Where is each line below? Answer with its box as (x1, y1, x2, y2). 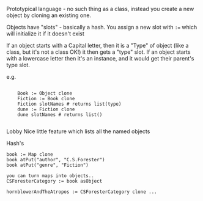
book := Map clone (6, 152, 53, 158)
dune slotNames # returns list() (17, 112, 103, 118)
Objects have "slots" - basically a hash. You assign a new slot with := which (6, 24, 197, 31)
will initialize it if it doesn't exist (6, 30, 84, 37)
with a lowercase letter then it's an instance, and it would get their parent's (6, 55, 194, 62)
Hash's (6, 140, 24, 147)
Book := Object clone (17, 90, 72, 97)
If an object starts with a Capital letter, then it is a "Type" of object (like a (6, 42, 189, 49)
